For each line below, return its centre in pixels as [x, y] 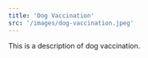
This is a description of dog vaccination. [74, 45]
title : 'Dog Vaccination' [51, 15]
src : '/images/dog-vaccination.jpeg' [71, 23]
